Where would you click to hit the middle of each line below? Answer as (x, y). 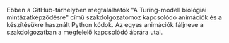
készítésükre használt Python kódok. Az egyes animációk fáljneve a (105, 25)
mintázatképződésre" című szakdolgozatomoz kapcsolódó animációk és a (114, 17)
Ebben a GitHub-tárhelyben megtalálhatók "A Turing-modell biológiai (107, 10)
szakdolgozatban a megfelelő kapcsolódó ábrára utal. (85, 32)
